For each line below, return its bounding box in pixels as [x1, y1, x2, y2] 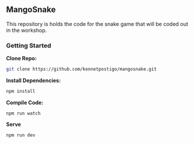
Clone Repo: [6, 55, 37, 62]
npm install [6, 88, 35, 94]
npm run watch [6, 110, 41, 116]
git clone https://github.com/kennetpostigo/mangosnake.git [6, 66, 157, 73]
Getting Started [6, 41, 51, 50]
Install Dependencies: [6, 77, 61, 84]
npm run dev [6, 132, 35, 138]
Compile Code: [6, 99, 44, 106]
